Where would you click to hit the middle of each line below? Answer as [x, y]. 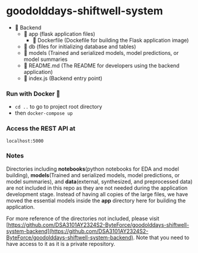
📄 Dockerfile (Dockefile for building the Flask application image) [111, 40]
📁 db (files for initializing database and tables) [80, 47]
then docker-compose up [44, 113]
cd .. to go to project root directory [58, 107]
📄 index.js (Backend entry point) [63, 78]
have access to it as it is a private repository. [61, 243]
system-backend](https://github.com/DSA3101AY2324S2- [77, 231]
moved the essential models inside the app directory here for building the [96, 200]
